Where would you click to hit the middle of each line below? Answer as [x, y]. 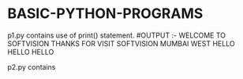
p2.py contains [32, 66]
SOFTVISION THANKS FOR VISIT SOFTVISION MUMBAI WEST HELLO [121, 43]
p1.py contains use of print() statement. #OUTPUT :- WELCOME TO [117, 35]
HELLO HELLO [31, 52]
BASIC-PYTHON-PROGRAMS [105, 14]
